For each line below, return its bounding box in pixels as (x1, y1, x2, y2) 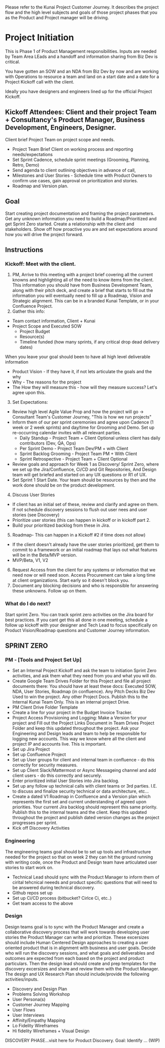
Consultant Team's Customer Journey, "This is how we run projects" (12, 414, 152, 420)
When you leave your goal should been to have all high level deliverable (5, 354, 151, 360)
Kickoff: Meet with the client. (5, 260, 76, 267)
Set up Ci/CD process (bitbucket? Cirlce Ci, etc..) (12, 895, 112, 901)
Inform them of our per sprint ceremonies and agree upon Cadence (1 (12, 419, 154, 425)
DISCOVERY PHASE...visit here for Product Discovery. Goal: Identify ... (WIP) (5, 1037, 160, 1043)
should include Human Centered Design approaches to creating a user (5, 939, 148, 945)
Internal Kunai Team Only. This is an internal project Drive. (12, 699, 130, 705)
